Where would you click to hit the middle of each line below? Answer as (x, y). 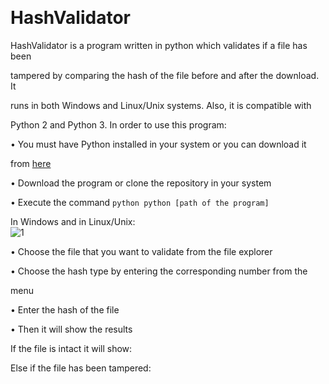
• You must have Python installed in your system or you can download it (158, 144)
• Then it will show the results (71, 329)
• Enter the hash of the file (65, 309)
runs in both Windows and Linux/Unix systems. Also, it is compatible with (161, 105)
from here (31, 163)
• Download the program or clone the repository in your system (141, 183)
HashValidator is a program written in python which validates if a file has (159, 45)
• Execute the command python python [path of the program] (140, 202)
